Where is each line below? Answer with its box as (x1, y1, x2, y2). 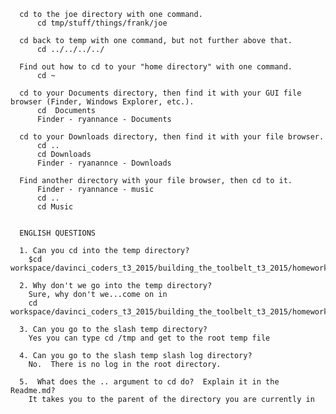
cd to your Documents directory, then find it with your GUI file (19, 88, 302, 98)
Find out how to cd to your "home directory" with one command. (19, 62, 293, 72)
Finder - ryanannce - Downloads (36, 158, 172, 168)
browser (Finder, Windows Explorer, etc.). (10, 97, 195, 107)
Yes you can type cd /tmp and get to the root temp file (28, 333, 271, 343)
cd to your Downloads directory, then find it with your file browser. (19, 132, 325, 142)
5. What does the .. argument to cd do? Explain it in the (19, 377, 280, 387)
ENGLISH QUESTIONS (19, 228, 97, 238)
